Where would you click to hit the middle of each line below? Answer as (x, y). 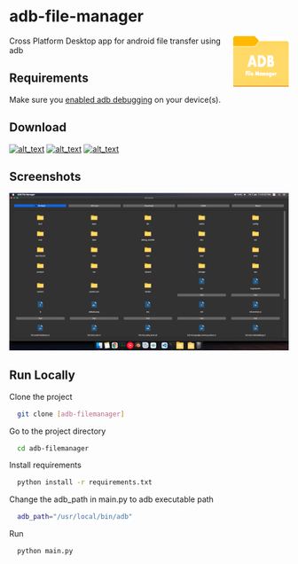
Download (38, 127)
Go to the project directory (58, 431)
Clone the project (41, 396)
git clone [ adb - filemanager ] (71, 414)
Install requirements (45, 465)
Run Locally (42, 376)
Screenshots (45, 176)
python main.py (45, 552)
